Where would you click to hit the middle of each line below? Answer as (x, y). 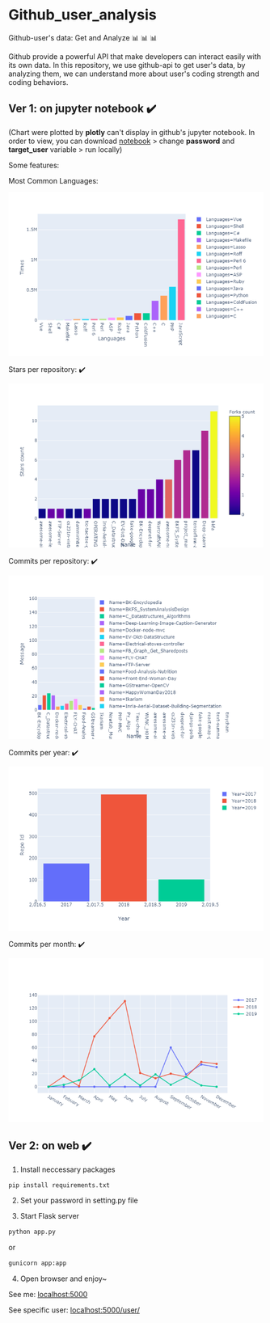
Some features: (34, 165)
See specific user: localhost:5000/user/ (74, 1310)
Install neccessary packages (67, 1169)
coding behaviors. (38, 82)
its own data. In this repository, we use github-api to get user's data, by (127, 65)
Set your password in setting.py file (79, 1200)
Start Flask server (49, 1216)
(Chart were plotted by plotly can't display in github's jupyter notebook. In (132, 132)
